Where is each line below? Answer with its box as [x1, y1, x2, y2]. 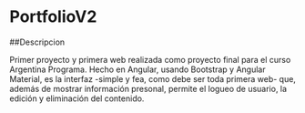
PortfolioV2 [9, 6, 97, 27]
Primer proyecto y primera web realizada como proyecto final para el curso [9, 54, 291, 65]
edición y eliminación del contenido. [9, 93, 145, 104]
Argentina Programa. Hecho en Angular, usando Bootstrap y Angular [9, 64, 266, 75]
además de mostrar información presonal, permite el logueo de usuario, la [9, 83, 288, 94]
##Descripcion [9, 36, 66, 47]
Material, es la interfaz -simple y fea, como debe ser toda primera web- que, [9, 73, 296, 84]
